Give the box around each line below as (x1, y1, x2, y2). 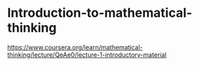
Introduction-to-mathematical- (7, 5, 193, 21)
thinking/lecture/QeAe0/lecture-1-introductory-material (7, 51, 167, 59)
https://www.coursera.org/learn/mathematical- (7, 43, 143, 51)
